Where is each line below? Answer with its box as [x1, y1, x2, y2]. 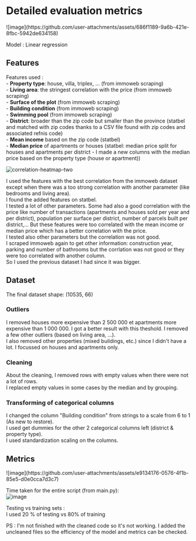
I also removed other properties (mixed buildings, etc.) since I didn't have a [6, 337, 187, 344]
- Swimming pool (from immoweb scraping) [6, 111, 112, 118]
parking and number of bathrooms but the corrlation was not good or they [6, 246, 185, 253]
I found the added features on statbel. [6, 196, 98, 203]
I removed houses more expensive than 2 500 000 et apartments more [6, 318, 177, 326]
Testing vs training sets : [6, 505, 66, 512]
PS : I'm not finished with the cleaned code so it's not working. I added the [6, 522, 185, 529]
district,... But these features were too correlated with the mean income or [6, 221, 184, 228]
